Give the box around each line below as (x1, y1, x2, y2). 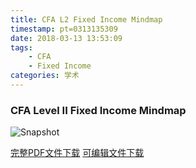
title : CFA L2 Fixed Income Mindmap (10, 14, 163, 25)
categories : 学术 (10, 71, 80, 81)
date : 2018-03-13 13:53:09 (10, 33, 123, 43)
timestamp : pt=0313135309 (10, 24, 118, 34)
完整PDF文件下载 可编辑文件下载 (10, 147, 145, 159)
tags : (10, 42, 33, 53)
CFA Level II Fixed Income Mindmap (10, 103, 187, 117)
